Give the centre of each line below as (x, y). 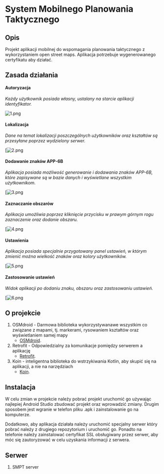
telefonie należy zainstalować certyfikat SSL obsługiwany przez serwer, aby (82, 435)
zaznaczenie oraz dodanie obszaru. (42, 220)
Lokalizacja (17, 125)
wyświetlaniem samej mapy (40, 335)
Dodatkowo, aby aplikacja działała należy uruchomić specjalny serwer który (81, 424)
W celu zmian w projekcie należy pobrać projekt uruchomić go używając (78, 399)
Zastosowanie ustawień (30, 277)
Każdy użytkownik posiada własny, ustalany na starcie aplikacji (70, 99)
